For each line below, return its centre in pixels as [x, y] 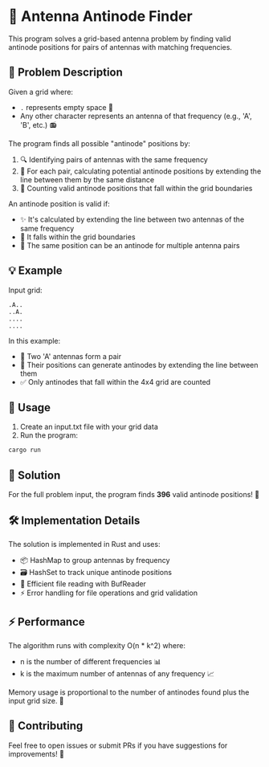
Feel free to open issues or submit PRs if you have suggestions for [118, 745]
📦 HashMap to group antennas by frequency [95, 560]
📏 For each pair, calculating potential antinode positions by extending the [141, 171]
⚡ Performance [47, 622]
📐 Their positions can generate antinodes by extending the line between [139, 365]
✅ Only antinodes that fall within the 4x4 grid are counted [115, 381]
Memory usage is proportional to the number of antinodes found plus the [129, 692]
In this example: [35, 341]
